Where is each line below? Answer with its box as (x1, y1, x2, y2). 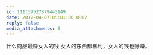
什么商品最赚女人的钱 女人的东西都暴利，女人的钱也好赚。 (6, 42, 151, 50)
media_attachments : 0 (6, 25, 61, 32)
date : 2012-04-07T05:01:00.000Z (6, 14, 87, 20)
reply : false (6, 20, 39, 26)
